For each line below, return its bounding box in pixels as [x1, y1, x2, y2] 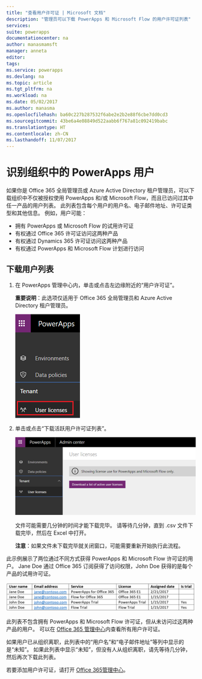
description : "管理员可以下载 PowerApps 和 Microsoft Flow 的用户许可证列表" [6, 16, 191, 22]
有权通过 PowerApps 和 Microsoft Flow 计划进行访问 [14, 245, 144, 252]
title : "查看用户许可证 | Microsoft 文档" [6, 10, 106, 16]
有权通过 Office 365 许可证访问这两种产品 [14, 230, 118, 237]
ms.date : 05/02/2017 [6, 99, 58, 105]
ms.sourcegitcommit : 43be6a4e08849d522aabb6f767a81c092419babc [6, 118, 168, 124]
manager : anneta [6, 48, 47, 54]
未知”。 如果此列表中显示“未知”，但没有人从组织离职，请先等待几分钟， [14, 646, 191, 653]
